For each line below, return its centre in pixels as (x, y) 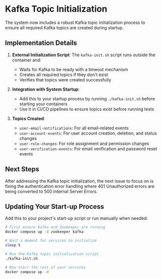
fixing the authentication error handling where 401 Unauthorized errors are (80, 186)
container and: (27, 60)
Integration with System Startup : (46, 89)
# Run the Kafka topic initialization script (52, 254)
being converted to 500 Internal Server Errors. (51, 191)
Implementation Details (41, 43)
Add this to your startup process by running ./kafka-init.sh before (87, 99)
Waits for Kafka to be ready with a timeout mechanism (74, 69)
